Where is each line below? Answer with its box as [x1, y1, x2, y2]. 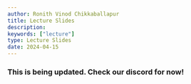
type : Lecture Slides [7, 37, 72, 44]
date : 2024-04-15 [7, 43, 59, 51]
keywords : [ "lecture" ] [7, 30, 75, 38]
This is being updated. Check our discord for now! [7, 67, 184, 77]
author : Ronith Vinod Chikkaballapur [7, 10, 120, 18]
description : [7, 23, 46, 31]
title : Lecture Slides [7, 17, 75, 24]
